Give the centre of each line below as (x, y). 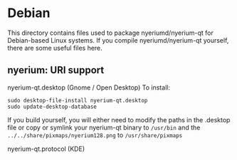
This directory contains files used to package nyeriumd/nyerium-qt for (110, 33)
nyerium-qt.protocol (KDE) (46, 149)
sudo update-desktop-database (52, 107)
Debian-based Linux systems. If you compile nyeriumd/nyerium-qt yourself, (118, 40)
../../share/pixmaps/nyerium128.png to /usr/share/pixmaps (95, 135)
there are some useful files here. (55, 48)
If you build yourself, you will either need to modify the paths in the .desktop (119, 119)
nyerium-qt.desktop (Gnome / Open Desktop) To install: (89, 87)
